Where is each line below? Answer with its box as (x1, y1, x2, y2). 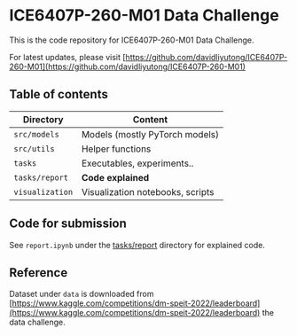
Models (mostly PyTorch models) (81, 128, 220, 140)
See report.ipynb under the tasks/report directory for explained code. (9, 239, 266, 250)
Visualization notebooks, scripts (81, 185, 215, 198)
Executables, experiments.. (81, 157, 194, 169)
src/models (13, 129, 59, 139)
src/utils (13, 144, 55, 153)
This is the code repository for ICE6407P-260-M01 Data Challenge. (9, 35, 254, 45)
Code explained (81, 171, 150, 184)
